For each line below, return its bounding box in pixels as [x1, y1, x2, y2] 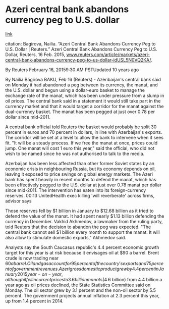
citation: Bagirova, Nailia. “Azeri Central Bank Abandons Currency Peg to [5, 40, 156, 46]
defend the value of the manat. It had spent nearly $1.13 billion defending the [5, 213, 164, 219]
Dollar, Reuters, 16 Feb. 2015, [5, 51, 66, 58]
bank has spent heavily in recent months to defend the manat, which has [5, 176, 156, 182]
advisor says [5, 198, 32, 204]
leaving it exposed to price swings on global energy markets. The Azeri [5, 171, 153, 177]
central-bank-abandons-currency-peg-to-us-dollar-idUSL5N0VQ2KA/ [5, 57, 151, 63]
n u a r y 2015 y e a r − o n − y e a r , [5, 271, 63, 277]
